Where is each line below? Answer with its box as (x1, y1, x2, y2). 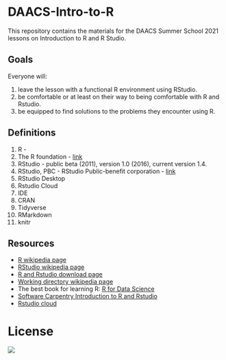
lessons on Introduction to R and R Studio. (8, 34, 126, 42)
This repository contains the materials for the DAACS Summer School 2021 (8, 27, 218, 35)
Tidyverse (17, 203, 47, 211)
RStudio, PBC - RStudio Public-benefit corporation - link (17, 167, 176, 175)
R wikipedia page (17, 256, 67, 264)
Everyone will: (8, 72, 47, 80)
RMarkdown (17, 210, 52, 219)
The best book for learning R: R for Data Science (17, 285, 155, 293)
